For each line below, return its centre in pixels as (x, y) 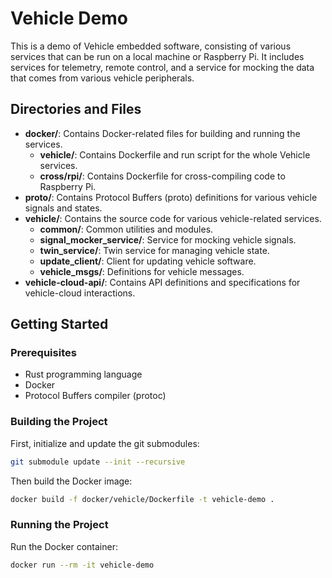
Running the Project (59, 525)
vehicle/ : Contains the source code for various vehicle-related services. (173, 218)
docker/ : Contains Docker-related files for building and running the (162, 133)
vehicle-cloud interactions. (80, 293)
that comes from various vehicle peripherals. (102, 78)
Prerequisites (43, 353)
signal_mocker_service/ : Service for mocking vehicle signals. (168, 239)
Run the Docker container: (64, 546)
